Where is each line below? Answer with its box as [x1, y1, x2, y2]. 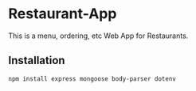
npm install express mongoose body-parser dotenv [8, 74, 177, 83]
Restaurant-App [8, 5, 117, 23]
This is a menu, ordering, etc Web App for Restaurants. [8, 31, 189, 40]
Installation [8, 54, 65, 67]
